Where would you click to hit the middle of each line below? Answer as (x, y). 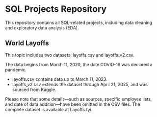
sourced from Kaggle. (34, 90)
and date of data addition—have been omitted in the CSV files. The (73, 104)
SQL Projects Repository (56, 9)
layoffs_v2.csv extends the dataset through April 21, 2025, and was (80, 84)
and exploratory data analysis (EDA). (42, 27)
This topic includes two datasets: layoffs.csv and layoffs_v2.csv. (70, 55)
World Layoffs (27, 43)
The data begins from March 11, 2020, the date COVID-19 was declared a (79, 64)
